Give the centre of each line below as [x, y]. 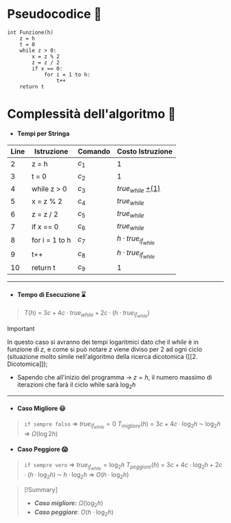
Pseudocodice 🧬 [54, 14]
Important [21, 328]
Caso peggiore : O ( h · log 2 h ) [74, 513]
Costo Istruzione [145, 152]
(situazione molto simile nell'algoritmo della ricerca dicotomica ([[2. [102, 356]
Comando [94, 152]
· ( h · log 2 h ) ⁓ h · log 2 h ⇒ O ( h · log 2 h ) [76, 475]
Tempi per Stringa [43, 133]
